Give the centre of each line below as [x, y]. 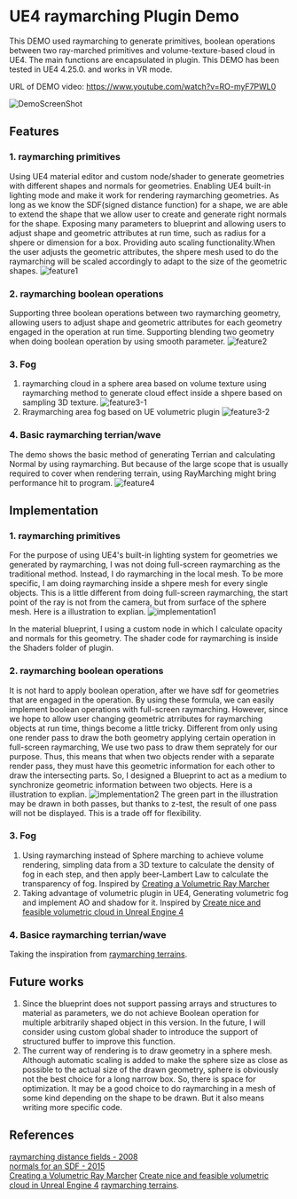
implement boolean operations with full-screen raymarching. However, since [149, 709]
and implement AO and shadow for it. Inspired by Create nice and [141, 902]
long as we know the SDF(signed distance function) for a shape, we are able [148, 204]
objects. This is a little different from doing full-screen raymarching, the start [148, 593]
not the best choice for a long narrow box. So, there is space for [139, 1079]
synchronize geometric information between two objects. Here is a [131, 784]
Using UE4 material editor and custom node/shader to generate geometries [147, 176]
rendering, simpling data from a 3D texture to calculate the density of [148, 864]
